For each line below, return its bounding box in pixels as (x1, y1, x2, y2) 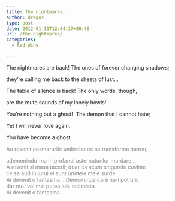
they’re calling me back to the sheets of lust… (6, 76, 119, 83)
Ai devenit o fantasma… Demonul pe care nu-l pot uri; (6, 176, 139, 183)
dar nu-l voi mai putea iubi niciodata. (6, 182, 96, 190)
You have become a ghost (6, 133, 71, 141)
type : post (6, 20, 34, 26)
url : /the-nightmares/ (6, 31, 63, 37)
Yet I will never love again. (6, 122, 71, 129)
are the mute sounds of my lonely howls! (6, 98, 107, 106)
